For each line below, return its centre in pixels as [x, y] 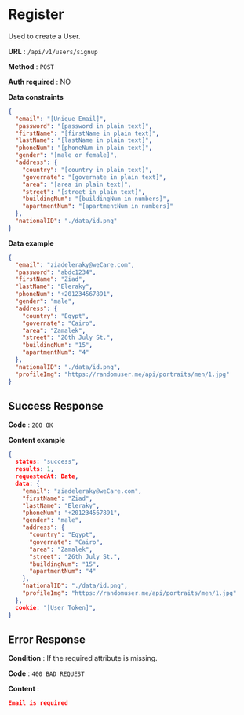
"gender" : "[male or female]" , [66, 155]
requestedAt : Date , [47, 476]
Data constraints [36, 97]
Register [36, 15]
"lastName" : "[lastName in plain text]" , [84, 140]
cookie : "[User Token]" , [56, 607]
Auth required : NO [40, 82]
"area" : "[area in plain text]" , [77, 184]
